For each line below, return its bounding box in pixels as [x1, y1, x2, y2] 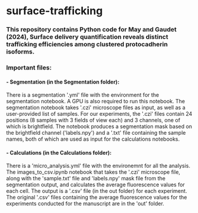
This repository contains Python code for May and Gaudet [6, 26, 177, 34]
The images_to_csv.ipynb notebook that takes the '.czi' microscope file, [6, 169, 181, 176]
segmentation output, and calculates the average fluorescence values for [6, 181, 185, 188]
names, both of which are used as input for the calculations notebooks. [6, 135, 180, 143]
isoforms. [6, 47, 35, 56]
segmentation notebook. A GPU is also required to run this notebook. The [6, 98, 186, 105]
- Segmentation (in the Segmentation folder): [6, 78, 120, 85]
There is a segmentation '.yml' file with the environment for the [6, 91, 159, 98]
